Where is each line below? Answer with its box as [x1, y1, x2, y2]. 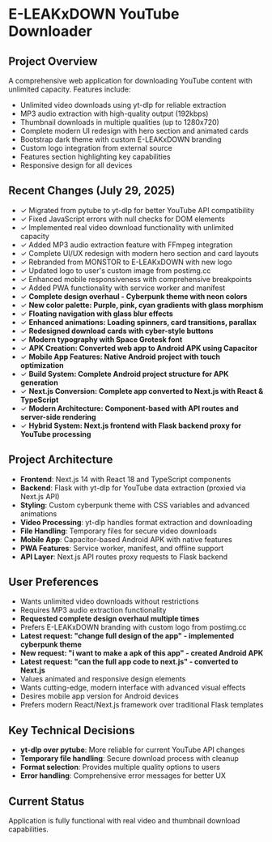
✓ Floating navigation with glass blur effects [19, 309, 174, 318]
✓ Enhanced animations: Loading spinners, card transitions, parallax [19, 317, 257, 327]
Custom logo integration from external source [19, 143, 172, 152]
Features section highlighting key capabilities [19, 152, 172, 161]
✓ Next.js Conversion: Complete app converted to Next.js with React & [19, 386, 264, 395]
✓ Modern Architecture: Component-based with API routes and [19, 403, 239, 413]
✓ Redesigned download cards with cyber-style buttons [19, 326, 214, 336]
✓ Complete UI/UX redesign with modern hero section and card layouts [19, 248, 259, 258]
